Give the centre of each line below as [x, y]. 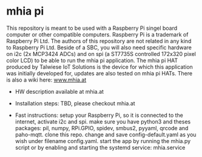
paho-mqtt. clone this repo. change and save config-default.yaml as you [106, 134]
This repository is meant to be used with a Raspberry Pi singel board [92, 28]
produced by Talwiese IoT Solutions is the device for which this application [99, 67]
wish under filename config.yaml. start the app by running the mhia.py [103, 141]
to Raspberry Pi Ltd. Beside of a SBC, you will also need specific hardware [99, 47]
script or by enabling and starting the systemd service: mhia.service [100, 147]
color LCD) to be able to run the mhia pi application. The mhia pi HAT [92, 60]
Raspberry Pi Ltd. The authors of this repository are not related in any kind [99, 41]
